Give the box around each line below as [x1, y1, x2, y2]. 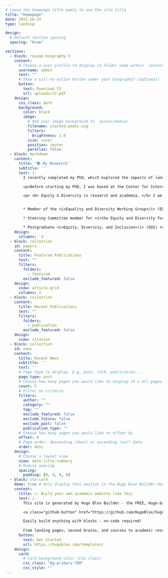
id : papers [14, 243, 37, 249]
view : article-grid [18, 285, 59, 291]
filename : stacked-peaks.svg [27, 124, 88, 129]
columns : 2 [18, 290, 41, 296]
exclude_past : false [23, 421, 66, 426]
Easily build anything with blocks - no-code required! [23, 519, 142, 524]
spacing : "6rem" [9, 40, 43, 45]
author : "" [23, 398, 46, 403]
